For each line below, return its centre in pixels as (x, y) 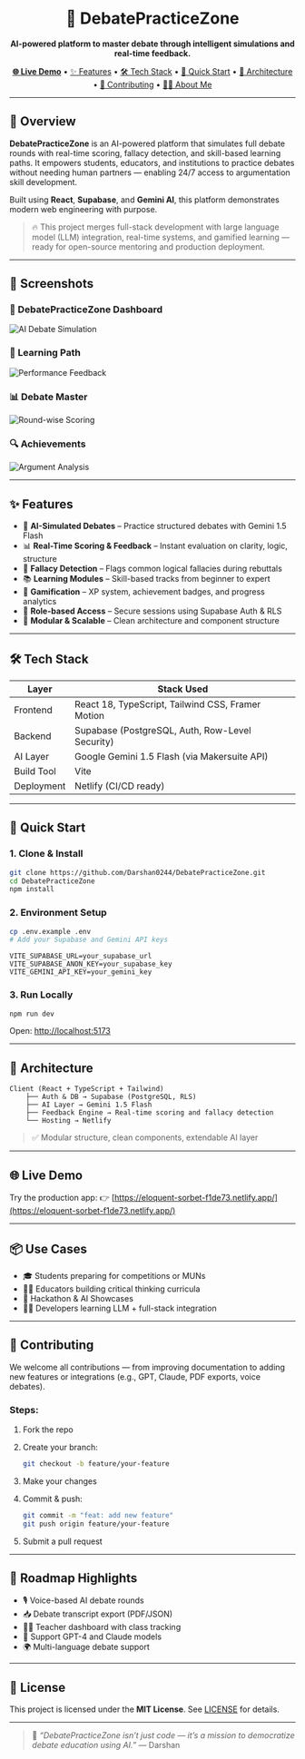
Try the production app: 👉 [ (62, 1198)
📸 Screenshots (52, 284)
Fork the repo (48, 1430)
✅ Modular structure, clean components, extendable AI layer (145, 1137)
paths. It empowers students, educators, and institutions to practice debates (152, 162)
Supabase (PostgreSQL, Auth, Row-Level (162, 730)
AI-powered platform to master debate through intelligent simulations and (152, 44)
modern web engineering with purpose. (84, 209)
